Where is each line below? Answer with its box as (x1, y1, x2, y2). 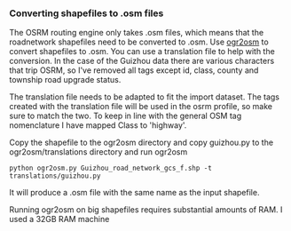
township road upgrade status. (9, 75, 122, 85)
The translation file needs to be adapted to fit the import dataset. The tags (9, 92, 279, 102)
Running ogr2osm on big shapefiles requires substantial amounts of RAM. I (9, 204, 283, 215)
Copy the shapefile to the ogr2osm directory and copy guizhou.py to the (9, 137, 273, 148)
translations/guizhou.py (9, 171, 101, 180)
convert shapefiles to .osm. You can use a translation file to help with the (9, 46, 275, 57)
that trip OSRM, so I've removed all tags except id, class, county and (9, 65, 259, 76)
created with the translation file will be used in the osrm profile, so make (9, 101, 273, 112)
